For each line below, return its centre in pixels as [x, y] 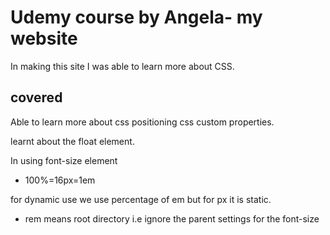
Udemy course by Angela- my [136, 17]
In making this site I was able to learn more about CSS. [122, 66]
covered [36, 97]
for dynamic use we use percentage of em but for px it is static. [141, 199]
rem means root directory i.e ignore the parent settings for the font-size [172, 218]
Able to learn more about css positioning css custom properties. [142, 122]
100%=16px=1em [60, 180]
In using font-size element [64, 160]
